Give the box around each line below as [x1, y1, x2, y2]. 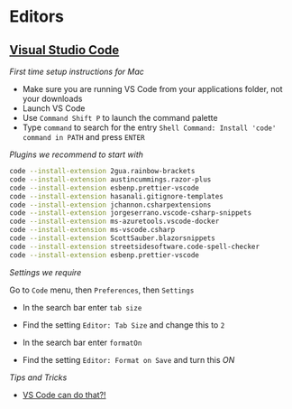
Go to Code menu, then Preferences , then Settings [9, 284, 195, 295]
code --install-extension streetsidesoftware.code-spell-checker [9, 242, 260, 251]
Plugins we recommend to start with [9, 149, 144, 160]
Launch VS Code [22, 103, 86, 114]
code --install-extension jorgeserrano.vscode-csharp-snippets [9, 209, 252, 218]
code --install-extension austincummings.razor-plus [9, 174, 212, 184]
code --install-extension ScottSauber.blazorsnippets [9, 234, 216, 243]
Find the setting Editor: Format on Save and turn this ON [22, 354, 235, 365]
